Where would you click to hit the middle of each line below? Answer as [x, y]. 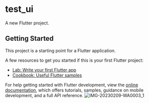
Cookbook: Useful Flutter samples [47, 75]
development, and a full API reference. [44, 95]
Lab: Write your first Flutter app [44, 70]
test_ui [19, 9]
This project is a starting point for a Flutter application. [60, 50]
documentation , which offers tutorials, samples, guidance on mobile [74, 90]
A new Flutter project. [27, 23]
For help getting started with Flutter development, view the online [72, 85]
